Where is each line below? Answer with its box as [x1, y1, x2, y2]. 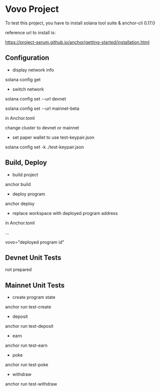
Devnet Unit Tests [5, 253, 61, 262]
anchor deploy [5, 200, 35, 206]
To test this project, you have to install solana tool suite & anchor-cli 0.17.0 [5, 20, 155, 26]
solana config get [5, 76, 41, 83]
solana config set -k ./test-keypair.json [5, 144, 84, 150]
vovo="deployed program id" [5, 239, 64, 245]
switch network [12, 86, 44, 92]
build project [12, 172, 39, 178]
